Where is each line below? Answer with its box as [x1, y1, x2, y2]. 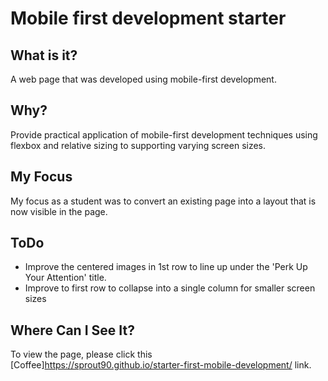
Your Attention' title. [24, 272, 107, 284]
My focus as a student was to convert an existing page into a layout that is [10, 195, 317, 207]
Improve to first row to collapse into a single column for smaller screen [24, 282, 316, 294]
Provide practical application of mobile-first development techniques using [10, 128, 318, 141]
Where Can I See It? [10, 322, 135, 339]
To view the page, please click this [10, 348, 153, 361]
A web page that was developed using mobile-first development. [10, 73, 277, 85]
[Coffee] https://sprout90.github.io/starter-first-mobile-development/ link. [10, 359, 312, 371]
